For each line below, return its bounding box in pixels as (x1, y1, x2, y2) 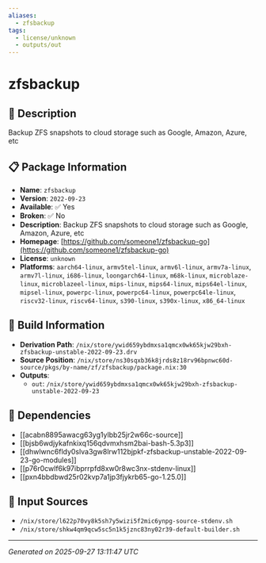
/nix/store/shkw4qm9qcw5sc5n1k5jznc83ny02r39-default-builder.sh (19, 526, 240, 534)
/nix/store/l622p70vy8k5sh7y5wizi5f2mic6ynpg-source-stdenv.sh (19, 517, 234, 526)
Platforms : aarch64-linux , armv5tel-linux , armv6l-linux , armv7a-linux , (19, 262, 252, 271)
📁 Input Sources (8, 495, 89, 508)
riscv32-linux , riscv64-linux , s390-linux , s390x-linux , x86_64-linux (19, 295, 245, 305)
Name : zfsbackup (19, 185, 77, 194)
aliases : (8, 11, 37, 20)
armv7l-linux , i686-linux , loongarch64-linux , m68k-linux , (19, 270, 208, 280)
